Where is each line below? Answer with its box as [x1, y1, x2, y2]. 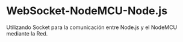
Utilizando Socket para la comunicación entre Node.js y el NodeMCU [6, 24, 178, 31]
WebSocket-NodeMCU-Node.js [6, 4, 167, 18]
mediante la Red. [6, 30, 48, 37]
